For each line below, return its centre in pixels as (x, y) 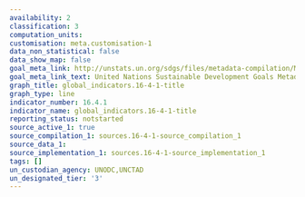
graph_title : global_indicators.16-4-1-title (97, 85)
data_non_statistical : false (64, 52)
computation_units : (46, 34)
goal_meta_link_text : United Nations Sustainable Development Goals (142, 77)
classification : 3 (44, 26)
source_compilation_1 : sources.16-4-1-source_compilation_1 (126, 136)
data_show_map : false (50, 60)
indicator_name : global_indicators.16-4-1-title (103, 111)
